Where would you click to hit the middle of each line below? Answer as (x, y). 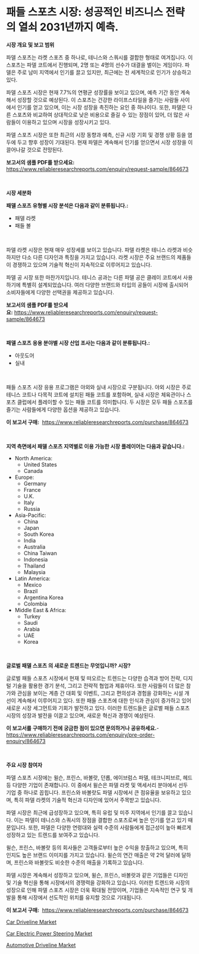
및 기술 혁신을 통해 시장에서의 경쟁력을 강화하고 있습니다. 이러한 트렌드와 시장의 (98, 883)
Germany (35, 484)
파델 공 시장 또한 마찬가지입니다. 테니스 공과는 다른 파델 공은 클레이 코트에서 (94, 277)
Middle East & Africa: (40, 610)
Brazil (31, 591)
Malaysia (34, 572)
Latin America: (32, 578)
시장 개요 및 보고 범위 (30, 45)
